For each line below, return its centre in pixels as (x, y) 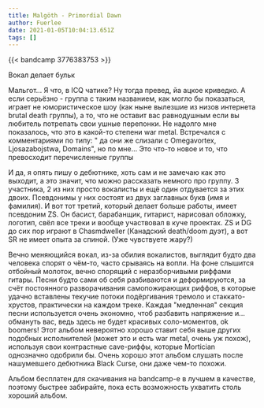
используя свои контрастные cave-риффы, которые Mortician (112, 347)
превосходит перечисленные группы (71, 158)
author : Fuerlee (35, 23)
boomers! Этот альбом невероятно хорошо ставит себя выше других (125, 330)
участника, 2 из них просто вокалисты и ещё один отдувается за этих (126, 189)
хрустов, (23, 305)
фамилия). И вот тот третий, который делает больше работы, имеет (123, 206)
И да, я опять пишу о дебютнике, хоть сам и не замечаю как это (117, 172)
